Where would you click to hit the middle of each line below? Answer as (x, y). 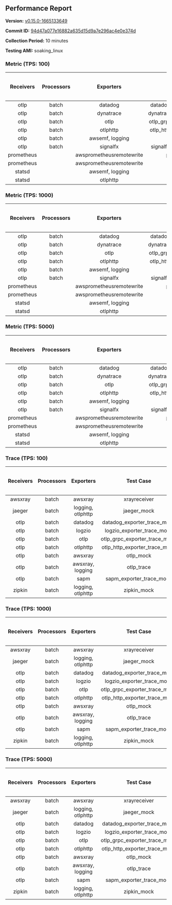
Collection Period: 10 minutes (37, 40)
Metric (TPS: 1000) (29, 195)
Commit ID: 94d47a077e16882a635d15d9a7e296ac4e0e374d (71, 31)
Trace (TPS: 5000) (29, 759)
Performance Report (39, 8)
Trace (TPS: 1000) (28, 608)
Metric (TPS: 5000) (30, 326)
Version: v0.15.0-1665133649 (36, 20)
